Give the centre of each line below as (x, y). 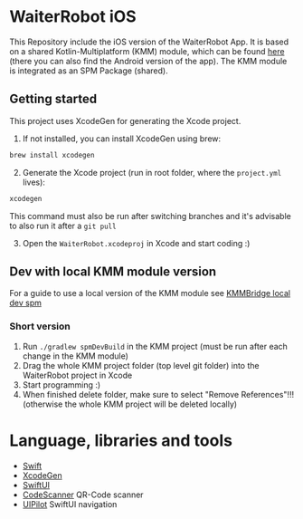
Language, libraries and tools (121, 440)
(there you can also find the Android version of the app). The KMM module (148, 61)
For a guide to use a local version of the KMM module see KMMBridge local (150, 293)
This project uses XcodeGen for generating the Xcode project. (125, 120)
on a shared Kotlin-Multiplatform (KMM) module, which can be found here (147, 51)
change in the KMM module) (76, 356)
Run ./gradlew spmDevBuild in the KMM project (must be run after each (155, 346)
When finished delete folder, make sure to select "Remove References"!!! (158, 394)
